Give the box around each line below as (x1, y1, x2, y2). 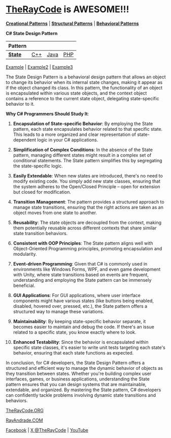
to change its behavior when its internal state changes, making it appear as (6, 79, 163, 85)
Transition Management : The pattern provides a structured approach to (13, 198, 164, 205)
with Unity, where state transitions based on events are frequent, (13, 271, 149, 278)
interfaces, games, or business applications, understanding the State (6, 375, 150, 382)
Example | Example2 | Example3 (6, 64, 73, 70)
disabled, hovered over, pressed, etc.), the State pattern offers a (13, 303, 148, 309)
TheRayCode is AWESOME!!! (6, 4, 129, 15)
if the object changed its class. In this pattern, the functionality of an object (6, 84, 163, 91)
